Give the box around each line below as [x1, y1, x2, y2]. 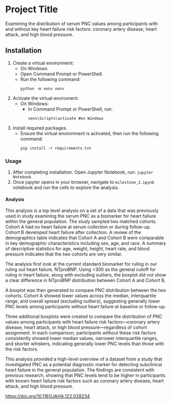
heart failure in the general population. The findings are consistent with [5, 367, 155, 373]
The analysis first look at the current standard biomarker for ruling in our [5, 261, 157, 267]
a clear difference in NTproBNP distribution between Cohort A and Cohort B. [5, 278, 166, 284]
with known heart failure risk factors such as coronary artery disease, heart [5, 378, 164, 384]
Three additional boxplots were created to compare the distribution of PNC [5, 313, 162, 320]
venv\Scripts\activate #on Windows [28, 116, 104, 121]
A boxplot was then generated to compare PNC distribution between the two [5, 287, 166, 293]
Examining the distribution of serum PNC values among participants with [5, 20, 158, 27]
